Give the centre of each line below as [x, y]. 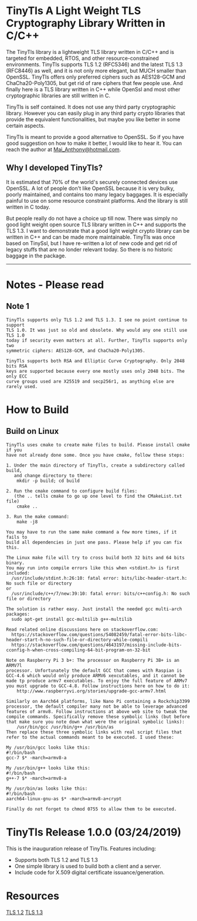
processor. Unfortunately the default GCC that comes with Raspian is [94, 670]
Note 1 [18, 306]
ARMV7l [14, 665]
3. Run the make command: [38, 516]
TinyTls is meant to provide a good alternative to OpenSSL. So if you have [95, 137]
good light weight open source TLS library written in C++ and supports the [96, 225]
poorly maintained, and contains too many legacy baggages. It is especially [97, 194]
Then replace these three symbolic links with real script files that [94, 732]
